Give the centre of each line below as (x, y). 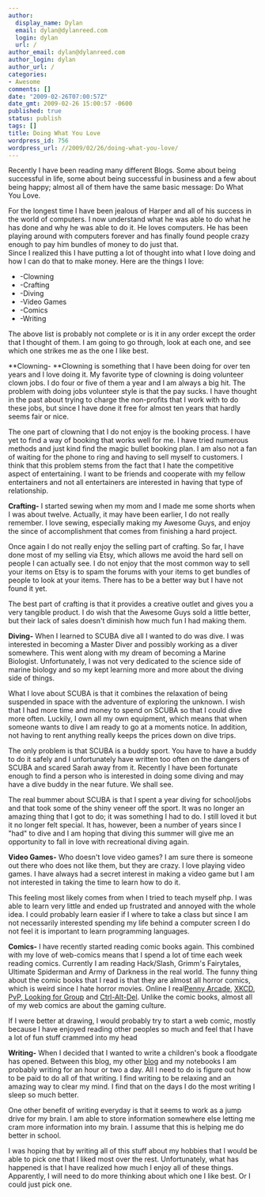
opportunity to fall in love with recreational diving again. (99, 842)
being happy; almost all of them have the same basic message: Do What (126, 188)
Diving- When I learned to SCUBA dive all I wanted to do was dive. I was (126, 636)
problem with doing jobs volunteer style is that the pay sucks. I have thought (132, 392)
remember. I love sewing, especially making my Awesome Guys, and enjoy (129, 523)
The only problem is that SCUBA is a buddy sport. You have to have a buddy (132, 751)
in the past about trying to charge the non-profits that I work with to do (123, 400)
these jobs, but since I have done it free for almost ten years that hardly (125, 408)
